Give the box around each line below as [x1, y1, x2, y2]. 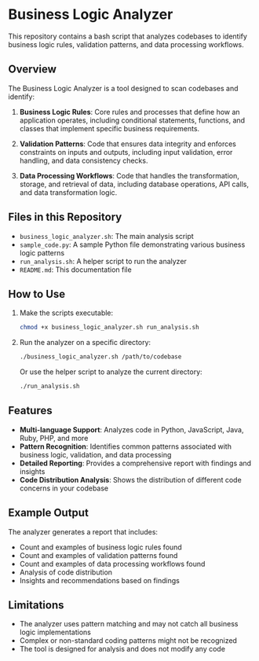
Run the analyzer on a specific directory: [19, 338, 151, 347]
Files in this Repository [8, 211, 122, 224]
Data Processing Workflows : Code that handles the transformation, [19, 171, 239, 180]
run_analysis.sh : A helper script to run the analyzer [19, 256, 187, 266]
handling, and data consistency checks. [19, 156, 148, 165]
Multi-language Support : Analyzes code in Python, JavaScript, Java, [19, 424, 244, 434]
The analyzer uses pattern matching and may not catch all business [19, 619, 239, 629]
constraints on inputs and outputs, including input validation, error [19, 147, 233, 156]
